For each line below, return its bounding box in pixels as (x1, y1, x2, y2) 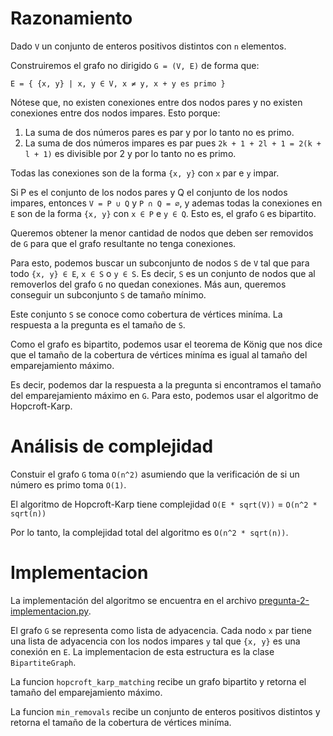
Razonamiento (10, 7, 133, 30)
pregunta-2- (258, 594, 310, 606)
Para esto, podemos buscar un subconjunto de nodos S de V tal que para (10, 257, 310, 269)
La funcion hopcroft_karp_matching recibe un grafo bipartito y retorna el (10, 675, 307, 687)
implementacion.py (10, 605, 89, 617)
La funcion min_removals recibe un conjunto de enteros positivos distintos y (10, 705, 321, 717)
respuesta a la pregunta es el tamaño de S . (10, 318, 186, 331)
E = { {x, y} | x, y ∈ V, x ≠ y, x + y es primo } (10, 78, 226, 89)
